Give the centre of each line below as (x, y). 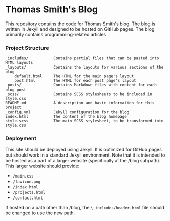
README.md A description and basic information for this (80, 103)
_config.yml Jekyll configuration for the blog (67, 112)
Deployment (21, 138)
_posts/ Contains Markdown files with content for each (81, 85)
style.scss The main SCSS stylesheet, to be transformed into (84, 121)
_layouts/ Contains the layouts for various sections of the (84, 68)
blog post (16, 90)
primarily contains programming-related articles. (56, 34)
